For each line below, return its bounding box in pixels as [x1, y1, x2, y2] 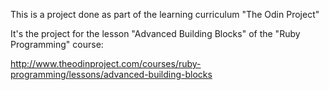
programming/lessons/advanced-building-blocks [10, 69, 213, 80]
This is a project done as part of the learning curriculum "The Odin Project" [10, 9, 320, 20]
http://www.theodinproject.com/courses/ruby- [10, 58, 202, 69]
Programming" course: [10, 39, 104, 50]
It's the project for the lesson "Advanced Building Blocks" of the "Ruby [10, 28, 301, 39]
